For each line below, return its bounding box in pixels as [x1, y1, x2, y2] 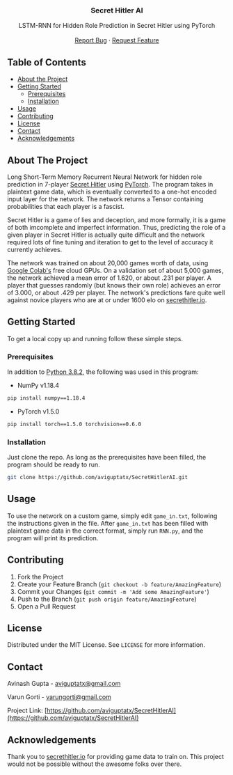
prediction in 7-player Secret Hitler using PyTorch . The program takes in [7, 180, 214, 188]
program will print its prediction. [7, 533, 99, 542]
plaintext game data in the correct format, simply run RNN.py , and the [7, 526, 204, 535]
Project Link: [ [7, 706, 47, 715]
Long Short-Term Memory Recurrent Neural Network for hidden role [7, 173, 202, 181]
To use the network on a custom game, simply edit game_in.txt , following [7, 511, 218, 520]
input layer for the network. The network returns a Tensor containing [7, 194, 204, 203]
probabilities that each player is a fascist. [7, 202, 125, 210]
